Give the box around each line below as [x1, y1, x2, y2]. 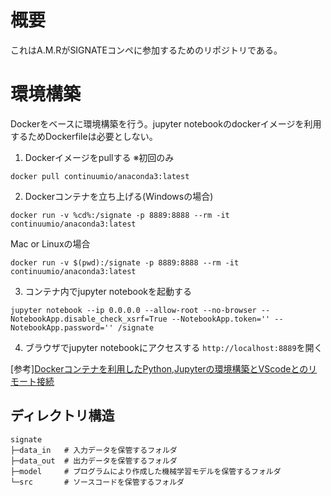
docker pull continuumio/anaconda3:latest [10, 171, 190, 181]
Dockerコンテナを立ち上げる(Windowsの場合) [24, 190, 214, 202]
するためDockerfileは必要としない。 [10, 130, 158, 142]
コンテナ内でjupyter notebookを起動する [24, 285, 192, 297]
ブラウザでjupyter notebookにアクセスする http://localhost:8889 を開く [24, 341, 323, 353]
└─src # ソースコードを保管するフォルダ [10, 477, 185, 487]
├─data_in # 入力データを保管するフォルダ [10, 445, 178, 455]
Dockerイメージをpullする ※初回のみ [24, 151, 175, 163]
